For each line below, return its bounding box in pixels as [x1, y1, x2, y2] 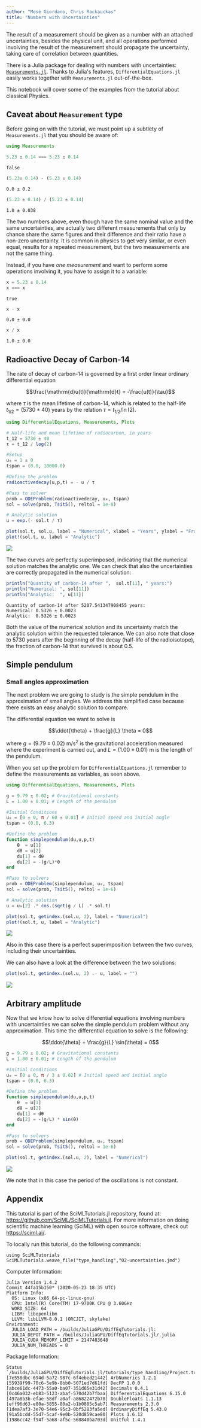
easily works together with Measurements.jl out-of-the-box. [6, 74, 153, 81]
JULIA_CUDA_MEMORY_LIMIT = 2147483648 [11, 1337, 109, 1343]
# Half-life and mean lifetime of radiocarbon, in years [6, 430, 151, 436]
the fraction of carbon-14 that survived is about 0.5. [6, 642, 133, 649]
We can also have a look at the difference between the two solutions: [6, 959, 176, 967]
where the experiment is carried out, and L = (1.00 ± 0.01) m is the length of [6, 746, 193, 753]
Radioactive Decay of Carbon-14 [6, 354, 130, 364]
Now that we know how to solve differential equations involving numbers [6, 1014, 185, 1022]
